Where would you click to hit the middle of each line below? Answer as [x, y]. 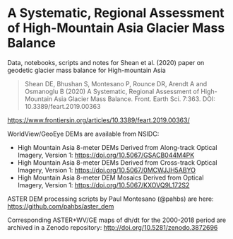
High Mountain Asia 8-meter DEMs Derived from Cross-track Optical [117, 162]
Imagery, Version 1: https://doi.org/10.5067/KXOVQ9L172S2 [103, 185]
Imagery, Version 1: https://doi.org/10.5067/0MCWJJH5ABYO [107, 170]
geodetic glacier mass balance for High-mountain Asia [86, 70]
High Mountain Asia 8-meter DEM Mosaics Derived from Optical [110, 177]
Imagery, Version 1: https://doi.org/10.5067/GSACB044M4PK [106, 155]
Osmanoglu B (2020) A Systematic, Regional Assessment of [112, 91]
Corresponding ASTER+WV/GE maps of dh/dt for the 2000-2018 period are [117, 220]
